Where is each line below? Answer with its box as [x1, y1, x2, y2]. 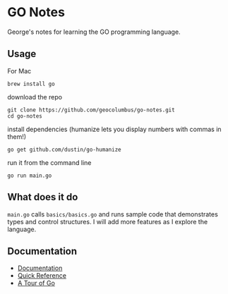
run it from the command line [7, 158, 92, 166]
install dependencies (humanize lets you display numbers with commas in [7, 125, 222, 133]
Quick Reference [17, 271, 67, 280]
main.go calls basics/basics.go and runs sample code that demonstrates [7, 209, 219, 219]
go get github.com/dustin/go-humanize [7, 146, 121, 153]
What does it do [7, 191, 78, 203]
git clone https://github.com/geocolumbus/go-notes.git [7, 106, 175, 114]
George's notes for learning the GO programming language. [7, 27, 181, 36]
